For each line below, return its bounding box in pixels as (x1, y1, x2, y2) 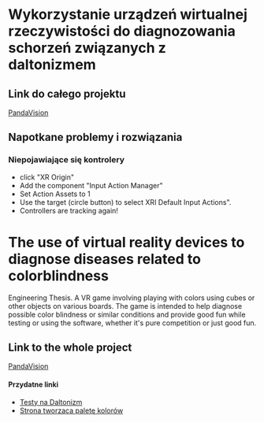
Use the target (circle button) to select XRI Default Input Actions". (19, 197, 232, 206)
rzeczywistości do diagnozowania (8, 22, 236, 40)
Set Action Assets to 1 (19, 189, 91, 199)
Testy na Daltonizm (19, 397, 83, 406)
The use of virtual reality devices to (8, 233, 245, 251)
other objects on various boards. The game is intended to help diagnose (8, 301, 243, 310)
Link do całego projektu (8, 87, 126, 100)
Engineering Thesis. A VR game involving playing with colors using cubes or (8, 293, 255, 302)
